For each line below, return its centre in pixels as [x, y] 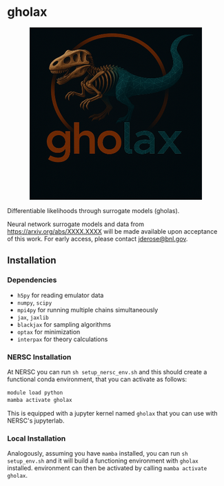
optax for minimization [49, 332]
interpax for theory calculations [62, 339]
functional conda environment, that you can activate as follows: [97, 379]
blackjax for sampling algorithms [64, 324]
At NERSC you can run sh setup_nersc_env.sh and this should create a [107, 372]
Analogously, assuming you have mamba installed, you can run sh [98, 453]
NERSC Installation [39, 357]
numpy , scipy [34, 302]
